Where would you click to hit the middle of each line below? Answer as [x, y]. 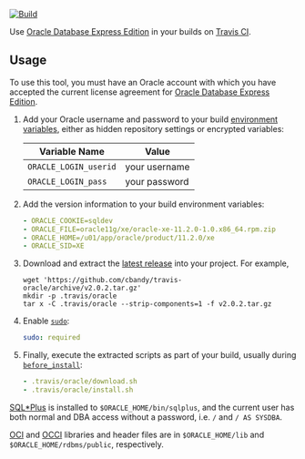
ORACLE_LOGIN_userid [71, 167]
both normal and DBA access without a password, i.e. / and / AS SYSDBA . [146, 417]
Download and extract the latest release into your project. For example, [156, 263]
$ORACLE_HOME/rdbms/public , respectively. [86, 444]
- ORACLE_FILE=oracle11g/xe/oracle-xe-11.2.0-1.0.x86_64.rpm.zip [149, 229]
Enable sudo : [46, 321]
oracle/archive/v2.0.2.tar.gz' [82, 288]
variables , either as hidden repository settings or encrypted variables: [153, 128]
